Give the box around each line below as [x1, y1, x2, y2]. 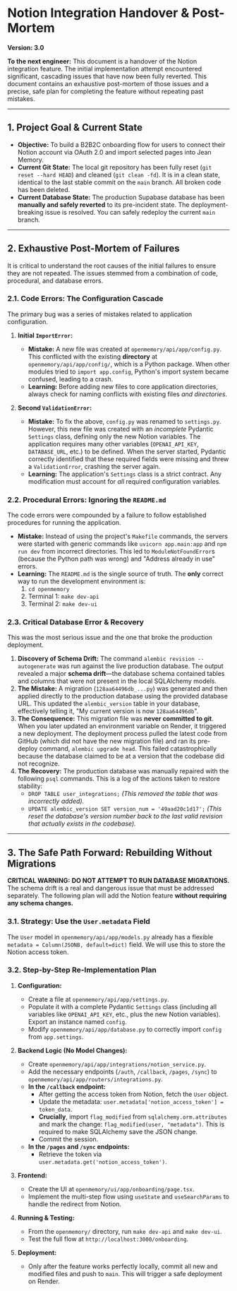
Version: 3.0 [7, 43, 44, 52]
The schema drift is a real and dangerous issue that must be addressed [7, 884, 214, 893]
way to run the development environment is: [17, 577, 146, 585]
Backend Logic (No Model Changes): [17, 1046, 128, 1054]
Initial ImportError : [17, 331, 73, 340]
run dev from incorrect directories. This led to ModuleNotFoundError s [17, 547, 215, 556]
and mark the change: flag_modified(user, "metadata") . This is [38, 1119, 225, 1128]
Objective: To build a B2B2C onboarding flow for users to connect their [17, 140, 226, 149]
